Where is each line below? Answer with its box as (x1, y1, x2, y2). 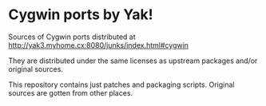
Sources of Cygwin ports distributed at (8, 32, 136, 41)
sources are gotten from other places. (8, 88, 133, 97)
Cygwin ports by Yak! (8, 6, 153, 24)
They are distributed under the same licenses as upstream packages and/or (8, 56, 258, 65)
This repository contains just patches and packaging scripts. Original (8, 80, 235, 89)
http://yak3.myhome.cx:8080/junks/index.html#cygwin (8, 40, 189, 49)
